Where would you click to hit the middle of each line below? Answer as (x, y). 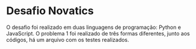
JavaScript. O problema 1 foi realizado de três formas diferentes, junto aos (98, 33)
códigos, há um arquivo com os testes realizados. (68, 40)
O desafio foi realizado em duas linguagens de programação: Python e (94, 27)
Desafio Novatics (50, 11)
